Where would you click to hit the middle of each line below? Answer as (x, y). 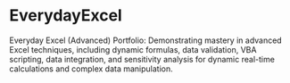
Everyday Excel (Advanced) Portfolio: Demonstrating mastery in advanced (146, 40)
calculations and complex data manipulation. (91, 69)
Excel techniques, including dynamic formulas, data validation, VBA (133, 49)
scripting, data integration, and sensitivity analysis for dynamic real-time (142, 59)
